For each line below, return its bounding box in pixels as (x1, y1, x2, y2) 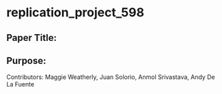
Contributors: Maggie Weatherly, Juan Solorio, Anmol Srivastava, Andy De (6, 73, 216, 81)
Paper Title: (6, 32, 57, 44)
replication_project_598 (6, 5, 145, 20)
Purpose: (6, 54, 46, 66)
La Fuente (6, 80, 35, 89)
